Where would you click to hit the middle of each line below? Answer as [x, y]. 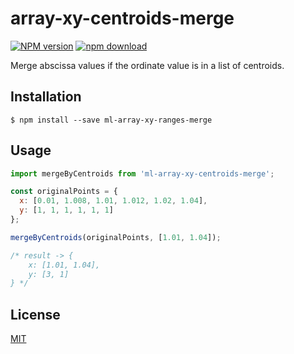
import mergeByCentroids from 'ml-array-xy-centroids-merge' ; [142, 173]
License [35, 314]
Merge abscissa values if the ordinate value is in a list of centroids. [147, 65]
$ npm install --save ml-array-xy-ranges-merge [111, 120]
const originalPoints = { [64, 192]
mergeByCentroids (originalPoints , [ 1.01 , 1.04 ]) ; [116, 237]
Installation [46, 97]
